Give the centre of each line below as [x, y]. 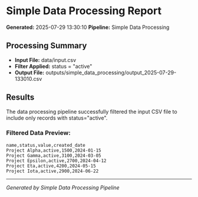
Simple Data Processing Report [84, 11]
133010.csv [28, 78]
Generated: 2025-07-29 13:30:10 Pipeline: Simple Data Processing [88, 27]
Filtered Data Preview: [38, 133]
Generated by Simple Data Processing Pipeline [63, 188]
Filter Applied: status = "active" [53, 66]
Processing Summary [47, 46]
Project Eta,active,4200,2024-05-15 [51, 166]
